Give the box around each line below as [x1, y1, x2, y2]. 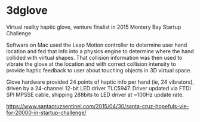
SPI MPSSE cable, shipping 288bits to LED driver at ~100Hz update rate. [6, 91, 184, 98]
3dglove [6, 4, 48, 17]
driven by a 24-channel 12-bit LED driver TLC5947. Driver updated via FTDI [6, 84, 191, 91]
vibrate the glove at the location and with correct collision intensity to [6, 60, 176, 68]
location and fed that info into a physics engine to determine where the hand [6, 47, 194, 54]
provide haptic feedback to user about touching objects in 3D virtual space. [6, 66, 192, 74]
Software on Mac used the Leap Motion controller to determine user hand [6, 41, 187, 48]
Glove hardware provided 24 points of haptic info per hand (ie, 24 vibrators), [6, 78, 195, 86]
